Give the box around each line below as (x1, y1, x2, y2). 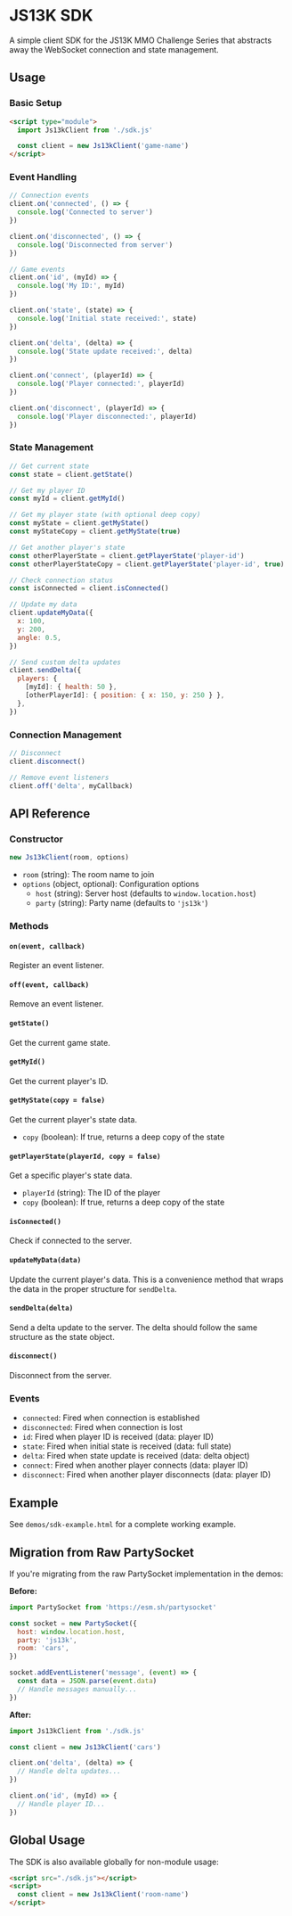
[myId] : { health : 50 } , (25, 683, 118, 692)
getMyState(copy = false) (9, 1096, 105, 1106)
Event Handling (9, 171, 77, 184)
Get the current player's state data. (9, 1114, 138, 1125)
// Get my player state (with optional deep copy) (9, 510, 201, 520)
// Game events (9, 265, 66, 274)
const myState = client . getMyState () (9, 519, 150, 528)
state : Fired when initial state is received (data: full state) (21, 1441, 231, 1451)
